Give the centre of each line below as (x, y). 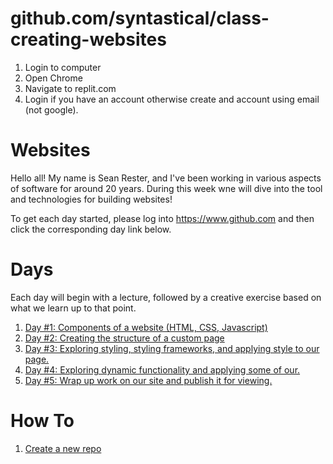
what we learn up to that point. (73, 308)
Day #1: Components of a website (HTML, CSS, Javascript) (146, 327)
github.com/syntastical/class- (140, 18)
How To (42, 421)
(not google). (51, 109)
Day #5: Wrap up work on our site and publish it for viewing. (148, 380)
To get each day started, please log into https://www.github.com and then (162, 218)
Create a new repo (63, 448)
